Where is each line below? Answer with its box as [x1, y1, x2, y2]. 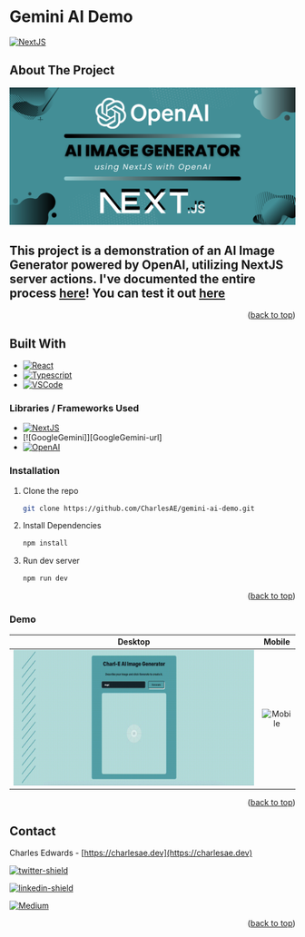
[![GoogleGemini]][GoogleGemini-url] [22, 432, 162, 443]
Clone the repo [22, 485, 79, 496]
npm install [22, 538, 68, 548]
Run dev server [22, 556, 80, 567]
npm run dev [22, 574, 68, 583]
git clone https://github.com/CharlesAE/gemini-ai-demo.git [22, 504, 255, 513]
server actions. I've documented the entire [9, 271, 256, 287]
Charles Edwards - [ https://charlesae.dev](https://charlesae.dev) [9, 847, 252, 859]
